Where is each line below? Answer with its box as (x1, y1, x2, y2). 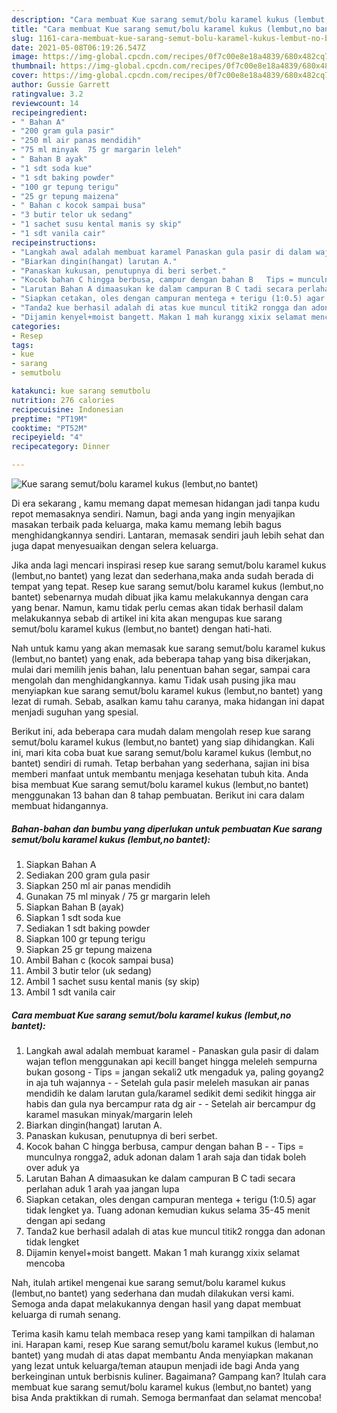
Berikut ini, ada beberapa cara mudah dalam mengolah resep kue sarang (11, 726, 311, 737)
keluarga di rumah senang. (11, 1308, 121, 1320)
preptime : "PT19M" (11, 414, 88, 424)
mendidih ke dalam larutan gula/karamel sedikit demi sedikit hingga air (25, 1087, 317, 1099)
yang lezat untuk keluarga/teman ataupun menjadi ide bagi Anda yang (11, 1359, 300, 1371)
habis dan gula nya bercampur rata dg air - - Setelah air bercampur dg (25, 1097, 316, 1110)
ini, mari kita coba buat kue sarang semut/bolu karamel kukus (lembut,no (11, 747, 312, 758)
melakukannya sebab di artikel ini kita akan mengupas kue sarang (11, 612, 283, 624)
